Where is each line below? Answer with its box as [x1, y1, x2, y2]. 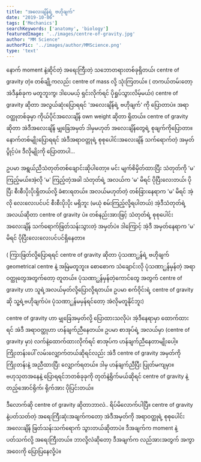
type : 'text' [6, 48, 39, 54]
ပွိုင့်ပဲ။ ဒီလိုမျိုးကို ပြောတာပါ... [6, 148, 76, 155]
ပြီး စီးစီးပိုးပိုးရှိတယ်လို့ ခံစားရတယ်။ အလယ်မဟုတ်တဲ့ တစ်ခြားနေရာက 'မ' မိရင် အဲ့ [6, 187, 194, 195]
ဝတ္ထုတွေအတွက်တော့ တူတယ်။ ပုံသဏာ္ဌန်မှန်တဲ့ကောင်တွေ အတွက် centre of [6, 274, 182, 281]
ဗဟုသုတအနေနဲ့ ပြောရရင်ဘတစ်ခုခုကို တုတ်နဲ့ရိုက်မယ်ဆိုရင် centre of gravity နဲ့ [6, 373, 189, 380]
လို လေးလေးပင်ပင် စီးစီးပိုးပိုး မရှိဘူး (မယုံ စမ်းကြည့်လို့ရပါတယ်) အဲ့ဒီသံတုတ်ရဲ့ [6, 199, 187, 206]
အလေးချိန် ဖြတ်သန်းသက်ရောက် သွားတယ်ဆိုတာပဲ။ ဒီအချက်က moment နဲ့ [6, 424, 178, 431]
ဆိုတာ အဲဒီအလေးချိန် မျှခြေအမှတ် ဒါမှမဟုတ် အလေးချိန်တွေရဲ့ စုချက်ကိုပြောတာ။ [6, 124, 193, 131]
